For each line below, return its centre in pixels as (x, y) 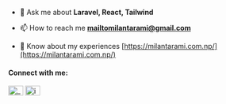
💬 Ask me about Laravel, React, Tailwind (86, 12)
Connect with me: (38, 72)
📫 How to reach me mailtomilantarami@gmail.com (105, 28)
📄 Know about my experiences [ (72, 46)
